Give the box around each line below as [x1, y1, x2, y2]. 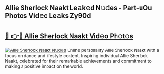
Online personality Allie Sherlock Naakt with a [67, 48, 159, 53]
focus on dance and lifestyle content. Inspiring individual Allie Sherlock [5, 53, 148, 58]
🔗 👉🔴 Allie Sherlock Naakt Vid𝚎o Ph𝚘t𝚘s [5, 32, 133, 40]
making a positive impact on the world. [5, 63, 83, 69]
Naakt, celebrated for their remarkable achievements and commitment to [5, 58, 152, 64]
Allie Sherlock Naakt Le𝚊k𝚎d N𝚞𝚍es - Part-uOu [5, 4, 152, 12]
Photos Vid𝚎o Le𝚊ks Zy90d [5, 12, 91, 20]
